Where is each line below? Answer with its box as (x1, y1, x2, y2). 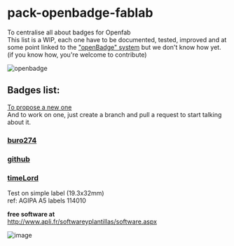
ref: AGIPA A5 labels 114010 (7, 196, 86, 205)
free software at (7, 210, 55, 218)
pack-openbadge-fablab (7, 5, 153, 21)
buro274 (7, 135, 37, 145)
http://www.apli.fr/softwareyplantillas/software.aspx (7, 217, 158, 226)
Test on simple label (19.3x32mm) (7, 189, 104, 197)
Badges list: (7, 84, 60, 96)
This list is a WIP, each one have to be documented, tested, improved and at (7, 35, 227, 43)
